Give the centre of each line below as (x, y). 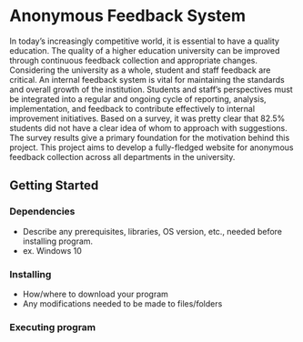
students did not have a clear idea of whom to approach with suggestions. (149, 127)
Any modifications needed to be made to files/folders (122, 303)
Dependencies (42, 212)
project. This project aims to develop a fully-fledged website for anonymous (151, 147)
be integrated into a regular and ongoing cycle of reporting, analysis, (138, 99)
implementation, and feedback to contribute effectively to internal (132, 108)
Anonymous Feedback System (128, 16)
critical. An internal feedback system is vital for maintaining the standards (147, 79)
